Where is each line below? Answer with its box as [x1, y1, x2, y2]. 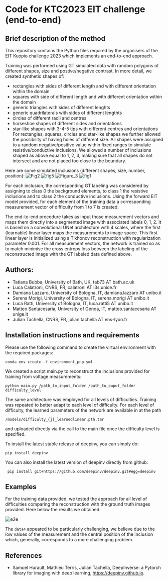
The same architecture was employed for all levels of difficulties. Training [5, 396, 156, 403]
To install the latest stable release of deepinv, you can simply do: [5, 441, 139, 447]
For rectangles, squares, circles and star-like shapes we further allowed [12, 131, 161, 137]
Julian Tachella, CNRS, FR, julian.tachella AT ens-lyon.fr [12, 316, 128, 322]
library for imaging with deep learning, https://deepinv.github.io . [12, 570, 145, 576]
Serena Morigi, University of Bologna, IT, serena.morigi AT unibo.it [12, 295, 149, 301]
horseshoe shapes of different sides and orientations [12, 121, 122, 126]
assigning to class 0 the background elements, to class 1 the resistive [5, 188, 148, 194]
